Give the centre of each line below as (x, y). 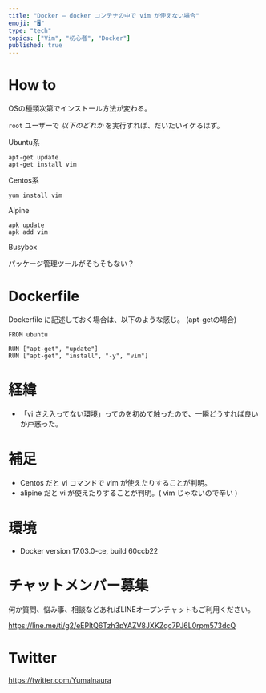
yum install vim (35, 196)
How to (32, 85)
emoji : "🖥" (27, 23)
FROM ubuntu (28, 335)
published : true (35, 46)
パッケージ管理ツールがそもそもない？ (71, 264)
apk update (26, 225)
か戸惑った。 (41, 423)
